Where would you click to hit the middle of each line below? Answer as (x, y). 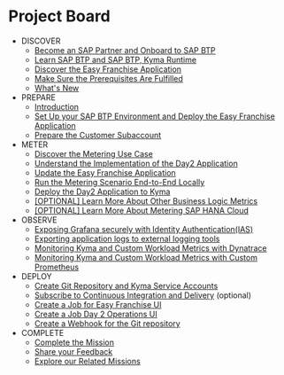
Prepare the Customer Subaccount (98, 135)
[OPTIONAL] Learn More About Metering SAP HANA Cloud (141, 210)
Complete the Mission (74, 342)
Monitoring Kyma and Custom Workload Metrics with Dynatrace (150, 248)
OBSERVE (39, 220)
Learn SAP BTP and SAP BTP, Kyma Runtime (115, 59)
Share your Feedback (73, 351)
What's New (57, 88)
